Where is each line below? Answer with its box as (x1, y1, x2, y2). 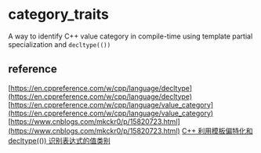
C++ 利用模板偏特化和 (181, 126, 253, 135)
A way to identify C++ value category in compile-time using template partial (8, 31, 253, 41)
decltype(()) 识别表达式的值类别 (8, 136, 111, 145)
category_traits (8, 5, 110, 24)
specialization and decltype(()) (8, 39, 111, 49)
